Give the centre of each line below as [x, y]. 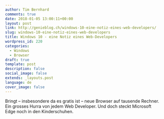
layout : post [18, 23]
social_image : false [26, 73]
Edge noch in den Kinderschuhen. [39, 111]
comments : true [21, 14]
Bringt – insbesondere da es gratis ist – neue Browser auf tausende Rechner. [82, 101]
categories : [17, 46]
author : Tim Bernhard [27, 10]
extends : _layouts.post [29, 78]
